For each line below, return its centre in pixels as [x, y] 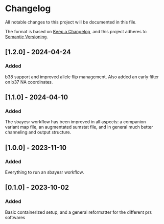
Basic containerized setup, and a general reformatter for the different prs [79, 212]
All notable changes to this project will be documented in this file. [71, 22]
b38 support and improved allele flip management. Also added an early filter [82, 77]
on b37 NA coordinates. [29, 82]
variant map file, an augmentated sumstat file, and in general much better [79, 127]
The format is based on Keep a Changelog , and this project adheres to [76, 31]
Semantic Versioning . [26, 37]
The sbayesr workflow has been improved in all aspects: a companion [75, 122]
